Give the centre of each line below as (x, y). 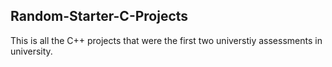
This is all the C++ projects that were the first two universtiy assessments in (166, 40)
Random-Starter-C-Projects (99, 16)
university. (31, 51)
